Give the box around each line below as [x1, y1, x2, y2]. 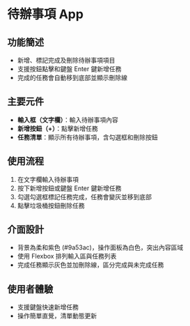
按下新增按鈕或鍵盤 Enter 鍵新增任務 [17, 184, 122, 192]
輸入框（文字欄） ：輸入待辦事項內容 [17, 116, 118, 124]
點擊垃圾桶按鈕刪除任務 [17, 201, 85, 210]
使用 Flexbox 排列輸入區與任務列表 [17, 252, 117, 261]
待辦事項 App [7, 6, 84, 22]
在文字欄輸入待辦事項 [17, 175, 79, 183]
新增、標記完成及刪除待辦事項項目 [17, 56, 116, 64]
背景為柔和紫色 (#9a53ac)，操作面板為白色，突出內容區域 [17, 243, 184, 251]
